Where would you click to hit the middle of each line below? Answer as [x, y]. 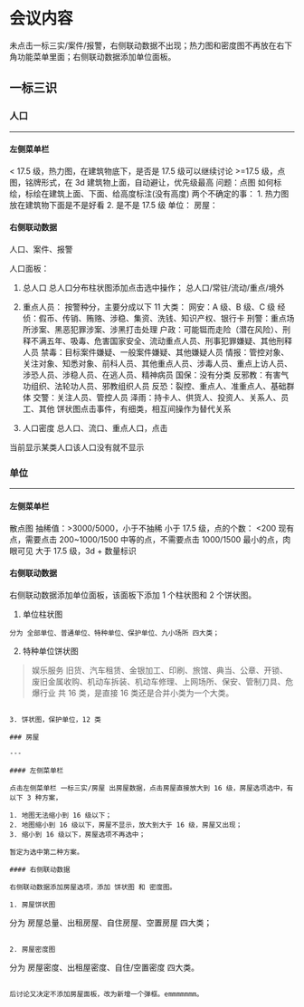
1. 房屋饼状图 [33, 905]
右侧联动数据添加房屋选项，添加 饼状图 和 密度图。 [93, 887]
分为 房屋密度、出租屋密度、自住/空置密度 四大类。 [104, 967]
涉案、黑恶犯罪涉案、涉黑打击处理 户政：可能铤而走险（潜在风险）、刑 [161, 330]
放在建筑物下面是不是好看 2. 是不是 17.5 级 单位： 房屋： [114, 205]
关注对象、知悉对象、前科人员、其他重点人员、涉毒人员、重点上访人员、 [157, 364]
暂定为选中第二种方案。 [47, 852]
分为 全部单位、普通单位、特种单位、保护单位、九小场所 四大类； [114, 633]
